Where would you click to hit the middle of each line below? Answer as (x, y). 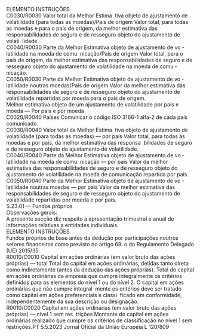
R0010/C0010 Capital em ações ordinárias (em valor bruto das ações (91, 257)
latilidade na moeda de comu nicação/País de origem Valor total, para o (95, 54)
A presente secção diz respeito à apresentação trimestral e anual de (90, 219)
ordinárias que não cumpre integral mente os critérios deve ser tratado (94, 289)
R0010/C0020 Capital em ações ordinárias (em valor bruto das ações (91, 308)
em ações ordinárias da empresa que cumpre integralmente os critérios (94, 276)
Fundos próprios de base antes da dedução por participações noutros (93, 238)
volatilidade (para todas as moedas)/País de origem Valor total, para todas (97, 22)
